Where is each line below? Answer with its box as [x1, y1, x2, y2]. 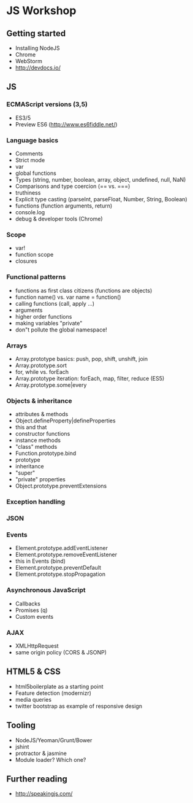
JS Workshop [6, 4, 77, 18]
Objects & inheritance [6, 397, 72, 405]
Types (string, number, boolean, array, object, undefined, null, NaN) [15, 176, 186, 183]
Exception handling [6, 498, 66, 506]
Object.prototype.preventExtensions [15, 483, 107, 490]
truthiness [15, 188, 41, 196]
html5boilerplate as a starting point [15, 683, 104, 690]
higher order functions [15, 312, 72, 320]
